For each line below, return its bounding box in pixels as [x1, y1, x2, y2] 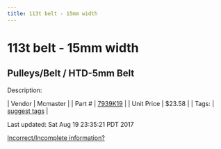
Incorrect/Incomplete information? [7, 133, 106, 142]
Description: [7, 86, 42, 94]
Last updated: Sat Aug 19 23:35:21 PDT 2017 [7, 120, 134, 128]
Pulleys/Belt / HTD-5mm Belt [7, 67, 135, 80]
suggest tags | [7, 107, 49, 115]
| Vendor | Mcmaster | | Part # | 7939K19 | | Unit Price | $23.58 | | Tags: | [7, 99, 215, 107]
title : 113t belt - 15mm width [7, 10, 98, 17]
